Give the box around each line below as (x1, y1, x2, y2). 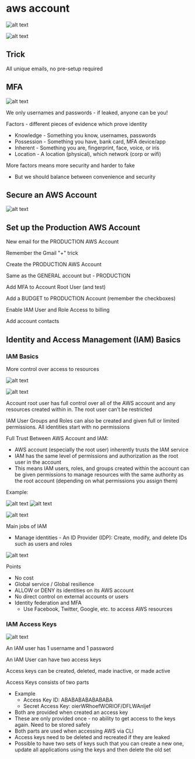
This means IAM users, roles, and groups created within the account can (14, 465, 190, 472)
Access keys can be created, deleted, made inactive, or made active (6, 668, 170, 675)
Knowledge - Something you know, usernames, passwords (14, 131, 156, 139)
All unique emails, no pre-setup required (6, 65, 103, 72)
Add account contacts (6, 318, 60, 325)
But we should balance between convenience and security (14, 173, 156, 180)
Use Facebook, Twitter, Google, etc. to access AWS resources (23, 605, 173, 612)
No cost (14, 574, 34, 581)
